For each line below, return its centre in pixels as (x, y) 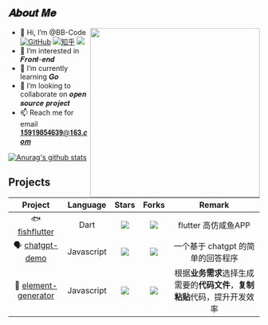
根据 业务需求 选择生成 (214, 272)
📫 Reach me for (47, 112)
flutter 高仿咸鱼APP (215, 225)
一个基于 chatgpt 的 (210, 246)
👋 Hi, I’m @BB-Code (53, 32)
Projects (30, 182)
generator (36, 296)
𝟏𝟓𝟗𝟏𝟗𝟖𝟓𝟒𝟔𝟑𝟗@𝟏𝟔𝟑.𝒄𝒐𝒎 (53, 132)
